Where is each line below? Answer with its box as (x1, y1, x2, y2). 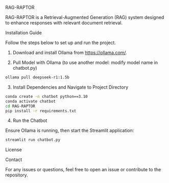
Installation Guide (5, 30, 42, 35)
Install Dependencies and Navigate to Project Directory (12, 84, 129, 90)
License (5, 147, 22, 153)
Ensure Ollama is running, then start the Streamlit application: (5, 128, 134, 134)
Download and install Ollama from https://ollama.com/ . (12, 50, 128, 55)
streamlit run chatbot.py (5, 137, 60, 143)
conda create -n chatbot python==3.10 (5, 94, 88, 99)
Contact (5, 156, 22, 163)
